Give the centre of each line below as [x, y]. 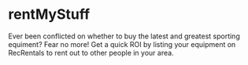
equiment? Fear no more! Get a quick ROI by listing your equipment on [122, 44]
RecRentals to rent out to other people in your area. [91, 52]
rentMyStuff [49, 14]
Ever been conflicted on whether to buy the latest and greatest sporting [124, 36]
